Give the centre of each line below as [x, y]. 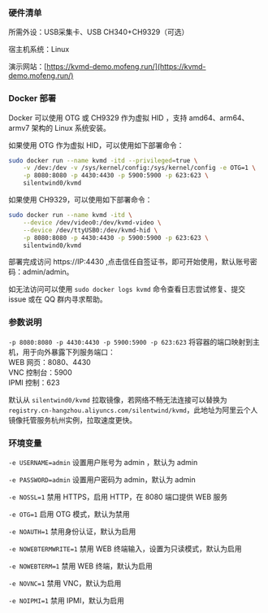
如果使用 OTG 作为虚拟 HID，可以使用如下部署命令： [96, 145]
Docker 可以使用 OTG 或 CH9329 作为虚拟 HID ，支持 [98, 117]
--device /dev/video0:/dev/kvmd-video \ [92, 222]
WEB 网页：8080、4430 [50, 362]
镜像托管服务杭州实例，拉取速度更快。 [72, 420]
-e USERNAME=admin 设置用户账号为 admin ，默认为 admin [103, 463]
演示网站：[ [28, 67]
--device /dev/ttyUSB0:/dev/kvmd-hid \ [91, 230]
